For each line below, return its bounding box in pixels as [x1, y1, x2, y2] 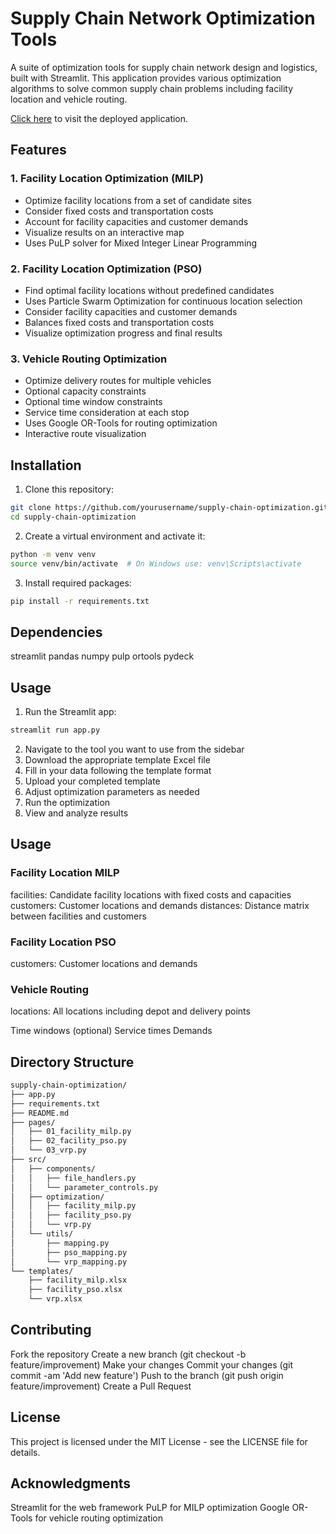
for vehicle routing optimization [34, 1512, 164, 1524]
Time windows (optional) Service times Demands [10, 1025, 213, 1037]
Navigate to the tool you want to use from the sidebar [24, 743, 245, 755]
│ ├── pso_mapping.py [10, 1247, 128, 1257]
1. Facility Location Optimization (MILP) [10, 172, 204, 186]
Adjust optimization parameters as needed [24, 785, 200, 797]
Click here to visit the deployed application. [10, 112, 189, 124]
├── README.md [10, 1108, 70, 1118]
